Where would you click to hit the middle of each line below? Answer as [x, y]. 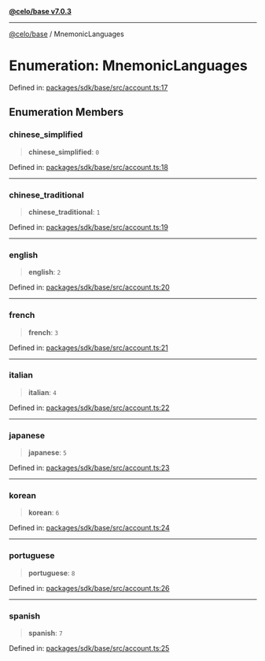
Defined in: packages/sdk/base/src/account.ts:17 [88, 87]
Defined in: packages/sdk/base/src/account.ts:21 [88, 347]
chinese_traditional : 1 [64, 212]
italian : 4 [42, 392]
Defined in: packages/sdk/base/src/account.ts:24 [89, 528]
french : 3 [43, 332]
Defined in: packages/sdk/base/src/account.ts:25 [89, 648]
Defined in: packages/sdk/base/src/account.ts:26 [89, 588]
